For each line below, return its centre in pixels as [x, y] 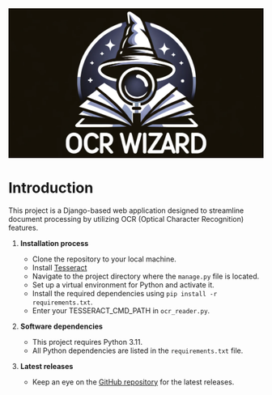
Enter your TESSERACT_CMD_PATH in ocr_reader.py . [121, 310]
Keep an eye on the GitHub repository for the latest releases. [133, 382]
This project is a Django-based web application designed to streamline [126, 210]
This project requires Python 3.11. [87, 342]
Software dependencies [62, 326]
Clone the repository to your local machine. [104, 259]
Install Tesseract [59, 267]
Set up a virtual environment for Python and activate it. [123, 285]
